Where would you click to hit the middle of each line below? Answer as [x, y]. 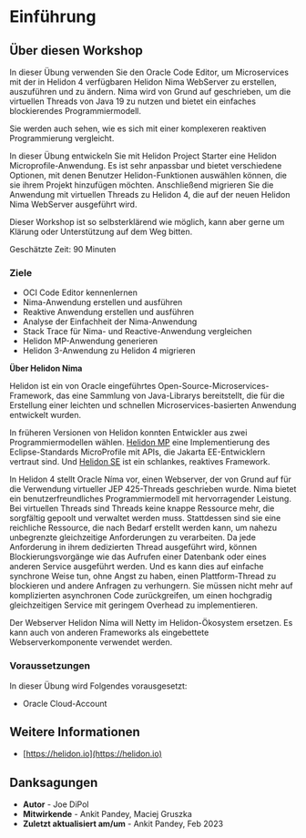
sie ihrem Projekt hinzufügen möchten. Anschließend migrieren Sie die [142, 185]
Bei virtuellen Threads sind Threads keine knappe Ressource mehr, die [142, 508]
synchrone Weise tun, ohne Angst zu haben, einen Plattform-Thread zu [143, 577]
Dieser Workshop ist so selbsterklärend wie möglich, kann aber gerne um [147, 222]
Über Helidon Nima [46, 368]
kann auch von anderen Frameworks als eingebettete [109, 633]
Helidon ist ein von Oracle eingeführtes [83, 386]
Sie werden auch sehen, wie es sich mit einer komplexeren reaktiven [138, 128]
